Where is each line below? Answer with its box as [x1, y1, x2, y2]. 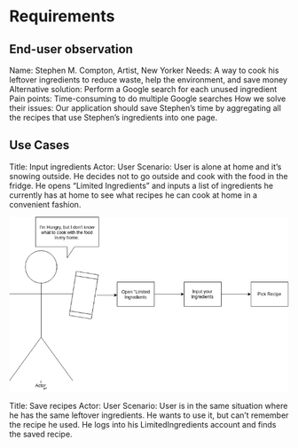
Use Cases [9, 138, 70, 153]
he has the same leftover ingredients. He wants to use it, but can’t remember [9, 410, 289, 420]
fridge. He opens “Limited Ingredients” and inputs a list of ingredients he [9, 180, 273, 191]
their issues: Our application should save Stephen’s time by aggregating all [9, 103, 282, 113]
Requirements [9, 6, 115, 27]
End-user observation [9, 42, 133, 57]
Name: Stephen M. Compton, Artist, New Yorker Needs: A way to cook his [9, 65, 279, 75]
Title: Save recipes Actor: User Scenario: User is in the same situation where [9, 400, 288, 411]
